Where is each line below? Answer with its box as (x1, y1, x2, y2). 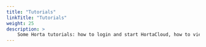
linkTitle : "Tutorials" (6, 15, 67, 21)
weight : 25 (6, 20, 34, 26)
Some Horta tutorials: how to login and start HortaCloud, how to (17, 32, 191, 38)
